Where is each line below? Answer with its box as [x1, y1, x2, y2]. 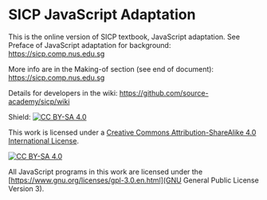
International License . [8, 135, 80, 145]
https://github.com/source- [119, 88, 209, 97]
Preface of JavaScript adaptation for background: [8, 40, 171, 49]
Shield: [8, 112, 31, 121]
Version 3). [8, 183, 45, 193]
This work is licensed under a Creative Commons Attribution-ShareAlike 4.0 [8, 127, 257, 137]
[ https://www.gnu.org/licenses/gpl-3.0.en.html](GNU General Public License [8, 175, 259, 185]
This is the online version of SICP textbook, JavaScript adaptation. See [8, 32, 241, 41]
